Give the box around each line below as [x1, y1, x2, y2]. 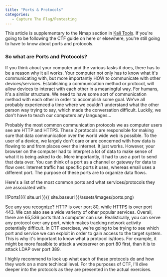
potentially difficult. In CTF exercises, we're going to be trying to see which [5, 225, 160, 231]
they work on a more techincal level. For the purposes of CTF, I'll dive [5, 261, 148, 267]
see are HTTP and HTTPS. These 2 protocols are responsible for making [5, 127, 154, 133]
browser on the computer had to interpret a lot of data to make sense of [5, 148, 153, 154]
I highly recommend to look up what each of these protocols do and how [5, 256, 155, 262]
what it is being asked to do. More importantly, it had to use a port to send [5, 153, 157, 159]
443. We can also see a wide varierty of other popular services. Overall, [5, 209, 153, 215]
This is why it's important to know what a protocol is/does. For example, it [5, 235, 157, 242]
